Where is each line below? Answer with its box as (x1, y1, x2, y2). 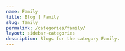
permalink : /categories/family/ (6, 25, 85, 31)
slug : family (6, 19, 38, 25)
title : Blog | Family (6, 14, 60, 20)
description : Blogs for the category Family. (6, 36, 120, 42)
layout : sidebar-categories (6, 30, 75, 36)
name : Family (6, 8, 38, 15)
